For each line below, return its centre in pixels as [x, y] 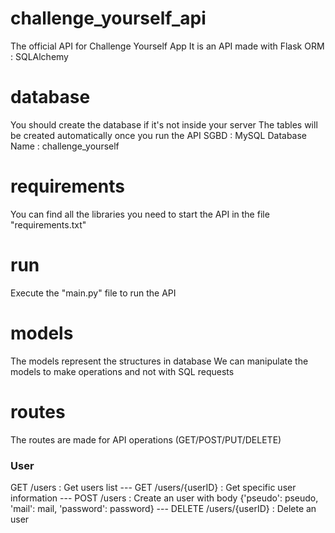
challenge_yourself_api [108, 18]
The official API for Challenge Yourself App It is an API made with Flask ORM [167, 46]
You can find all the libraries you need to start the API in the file [140, 214]
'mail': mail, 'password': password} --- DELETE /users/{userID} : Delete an [163, 508]
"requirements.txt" [48, 224]
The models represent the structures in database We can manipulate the [159, 361]
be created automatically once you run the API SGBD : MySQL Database [159, 135]
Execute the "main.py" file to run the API [93, 293]
